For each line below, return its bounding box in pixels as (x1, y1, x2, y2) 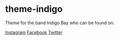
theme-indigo (5, 3, 63, 15)
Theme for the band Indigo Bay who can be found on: (5, 20, 115, 26)
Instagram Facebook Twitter (5, 29, 63, 35)
